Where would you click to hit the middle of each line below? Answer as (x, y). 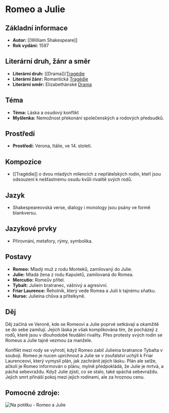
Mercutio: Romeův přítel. (39, 280)
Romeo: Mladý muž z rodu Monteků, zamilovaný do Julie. (72, 269)
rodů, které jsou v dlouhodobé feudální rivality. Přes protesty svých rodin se (84, 335)
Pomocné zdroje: (33, 393)
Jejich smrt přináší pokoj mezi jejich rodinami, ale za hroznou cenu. (75, 377)
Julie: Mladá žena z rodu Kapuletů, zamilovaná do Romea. (73, 274)
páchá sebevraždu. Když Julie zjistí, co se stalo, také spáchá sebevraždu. (82, 371)
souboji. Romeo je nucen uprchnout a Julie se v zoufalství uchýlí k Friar (79, 355)
